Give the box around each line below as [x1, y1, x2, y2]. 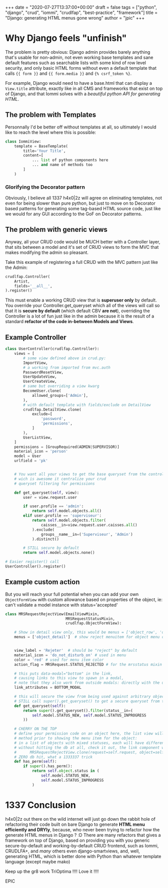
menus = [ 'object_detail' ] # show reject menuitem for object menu [14, 635, 160, 640]
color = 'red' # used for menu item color [14, 657, 104, 662]
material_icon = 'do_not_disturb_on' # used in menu [14, 652, 126, 658]
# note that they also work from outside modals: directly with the [14, 680, 160, 685]
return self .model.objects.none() [23, 550, 95, 555]
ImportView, [23, 360, 48, 365]
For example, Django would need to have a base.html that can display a [5, 80, 152, 86]
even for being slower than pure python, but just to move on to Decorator [5, 200, 156, 206]
